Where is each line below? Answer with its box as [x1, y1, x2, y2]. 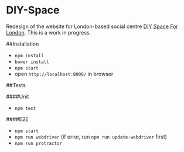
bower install [14, 59, 49, 65]
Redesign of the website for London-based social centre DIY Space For [6, 23, 179, 30]
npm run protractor [14, 140, 63, 146]
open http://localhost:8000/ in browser [14, 70, 114, 77]
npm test [14, 105, 36, 111]
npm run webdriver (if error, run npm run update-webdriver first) [14, 133, 167, 140]
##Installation [6, 40, 39, 47]
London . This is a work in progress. [6, 29, 91, 36]
